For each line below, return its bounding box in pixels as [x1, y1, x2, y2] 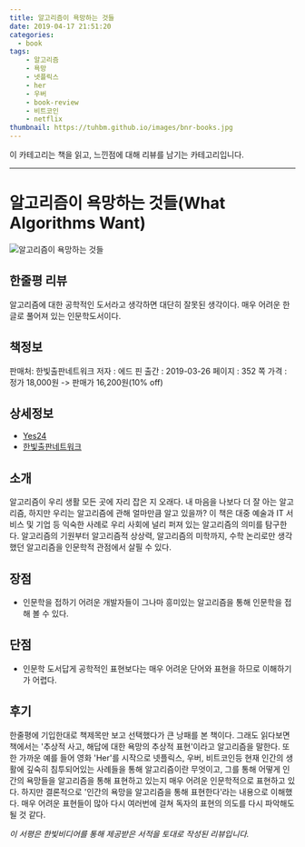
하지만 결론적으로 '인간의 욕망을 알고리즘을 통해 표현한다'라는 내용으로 [21, 786, 270, 797]
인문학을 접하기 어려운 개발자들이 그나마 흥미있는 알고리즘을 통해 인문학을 [22, 597, 283, 607]
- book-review [25, 97, 79, 107]
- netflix [25, 115, 64, 124]
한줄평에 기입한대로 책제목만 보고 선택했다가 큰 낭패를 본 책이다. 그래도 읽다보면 [9, 729, 290, 741]
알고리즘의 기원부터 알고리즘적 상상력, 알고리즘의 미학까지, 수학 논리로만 [21, 531, 276, 542]
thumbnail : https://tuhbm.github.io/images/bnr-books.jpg [9, 124, 233, 133]
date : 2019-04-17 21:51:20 [9, 22, 112, 31]
